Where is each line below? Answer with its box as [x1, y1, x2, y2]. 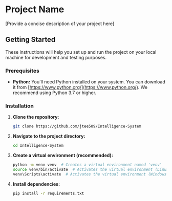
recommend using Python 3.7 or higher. [12, 90, 96, 96]
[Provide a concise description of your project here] [5, 20, 115, 27]
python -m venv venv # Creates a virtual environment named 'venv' [12, 162, 162, 167]
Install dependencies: [12, 181, 60, 187]
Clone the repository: [12, 114, 59, 120]
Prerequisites [5, 67, 39, 74]
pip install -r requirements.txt [12, 191, 84, 196]
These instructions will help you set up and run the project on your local [5, 49, 157, 55]
